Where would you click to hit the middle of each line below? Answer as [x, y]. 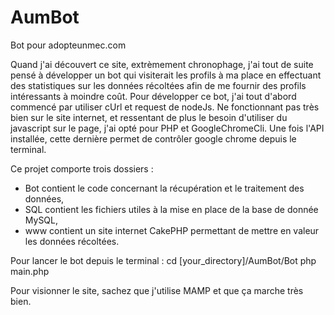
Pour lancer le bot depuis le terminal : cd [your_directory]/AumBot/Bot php [163, 260]
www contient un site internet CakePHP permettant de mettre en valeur [172, 230]
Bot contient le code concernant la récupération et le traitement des [164, 188]
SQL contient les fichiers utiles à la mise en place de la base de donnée [171, 209]
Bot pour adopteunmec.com [68, 45]
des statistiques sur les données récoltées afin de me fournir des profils [158, 85]
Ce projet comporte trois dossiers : [82, 168]
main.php [30, 271]
